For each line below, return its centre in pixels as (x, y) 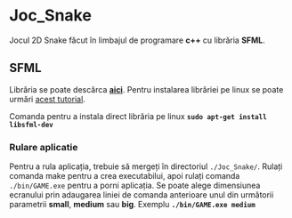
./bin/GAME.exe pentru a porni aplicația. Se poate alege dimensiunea (135, 186)
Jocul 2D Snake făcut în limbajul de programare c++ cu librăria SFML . (137, 40)
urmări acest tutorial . (48, 99)
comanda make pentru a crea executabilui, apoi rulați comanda (125, 176)
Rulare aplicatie (44, 147)
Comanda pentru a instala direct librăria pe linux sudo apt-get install (138, 116)
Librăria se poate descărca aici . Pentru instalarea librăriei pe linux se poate (146, 89)
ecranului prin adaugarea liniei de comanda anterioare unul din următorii (142, 195)
